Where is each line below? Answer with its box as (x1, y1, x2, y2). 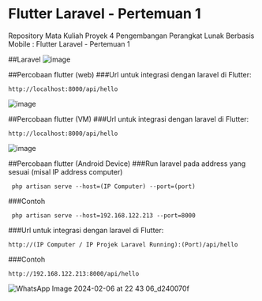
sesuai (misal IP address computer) (8, 167, 123, 176)
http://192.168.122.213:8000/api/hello (8, 269, 140, 277)
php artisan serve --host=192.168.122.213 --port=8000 (11, 211, 196, 220)
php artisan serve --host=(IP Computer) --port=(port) (11, 182, 196, 190)
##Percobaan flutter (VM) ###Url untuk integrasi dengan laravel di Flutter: (8, 114, 249, 123)
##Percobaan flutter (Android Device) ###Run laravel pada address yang (8, 159, 246, 168)
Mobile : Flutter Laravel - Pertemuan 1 (8, 39, 130, 48)
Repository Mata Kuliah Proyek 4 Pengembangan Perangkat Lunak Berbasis (8, 31, 255, 40)
